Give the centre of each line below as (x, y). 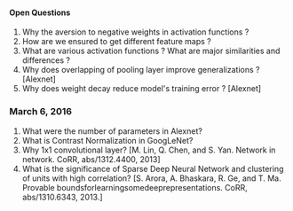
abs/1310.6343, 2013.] (63, 197)
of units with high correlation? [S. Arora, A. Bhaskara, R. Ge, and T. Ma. (151, 178)
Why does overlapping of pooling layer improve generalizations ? (141, 70)
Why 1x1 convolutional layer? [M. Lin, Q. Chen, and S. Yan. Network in (149, 150)
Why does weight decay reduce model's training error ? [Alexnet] (142, 89)
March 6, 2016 (41, 112)
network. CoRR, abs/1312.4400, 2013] (91, 159)
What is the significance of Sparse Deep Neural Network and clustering (153, 168)
